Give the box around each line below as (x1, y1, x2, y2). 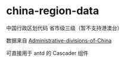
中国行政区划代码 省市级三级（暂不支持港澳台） (6, 24, 123, 31)
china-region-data (6, 4, 99, 18)
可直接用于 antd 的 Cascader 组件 (6, 49, 89, 57)
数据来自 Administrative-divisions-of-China (6, 37, 112, 44)
